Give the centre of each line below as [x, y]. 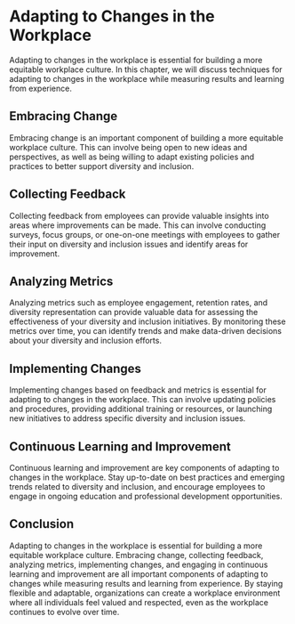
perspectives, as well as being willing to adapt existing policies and [132, 157]
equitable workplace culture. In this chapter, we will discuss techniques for [146, 69]
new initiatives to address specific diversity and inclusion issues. [128, 418]
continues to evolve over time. [64, 612]
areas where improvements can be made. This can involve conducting [138, 225]
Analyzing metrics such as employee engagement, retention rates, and [139, 303]
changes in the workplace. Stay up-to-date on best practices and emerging [147, 477]
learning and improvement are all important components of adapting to [139, 574]
